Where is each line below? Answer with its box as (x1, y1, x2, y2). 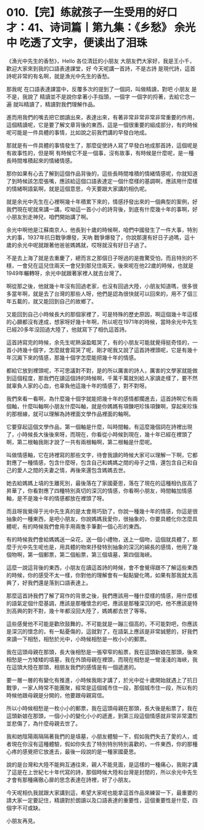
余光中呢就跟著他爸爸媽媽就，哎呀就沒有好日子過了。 (16, 241, 150, 248)
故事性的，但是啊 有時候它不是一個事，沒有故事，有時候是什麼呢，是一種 (11, 149, 194, 156)
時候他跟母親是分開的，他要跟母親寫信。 (6, 691, 107, 699)
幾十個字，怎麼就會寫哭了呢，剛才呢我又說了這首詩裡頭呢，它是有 (22, 346, 187, 354)
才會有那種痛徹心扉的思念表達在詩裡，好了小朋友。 (6, 776, 134, 783)
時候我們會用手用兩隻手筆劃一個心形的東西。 (32, 523, 144, 530)
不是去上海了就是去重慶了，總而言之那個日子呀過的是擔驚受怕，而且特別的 (6, 254, 192, 262)
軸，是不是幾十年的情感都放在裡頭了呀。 (6, 494, 107, 502)
